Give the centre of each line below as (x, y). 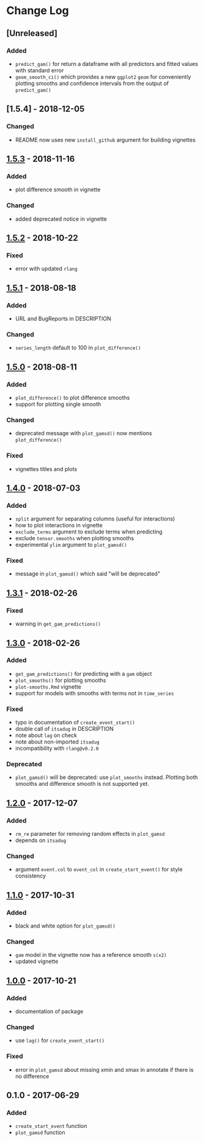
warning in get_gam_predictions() (58, 624)
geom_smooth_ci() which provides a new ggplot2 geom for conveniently (103, 76)
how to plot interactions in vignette (59, 525)
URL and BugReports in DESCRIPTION (63, 318)
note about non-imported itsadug (57, 742)
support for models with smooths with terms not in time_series (94, 693)
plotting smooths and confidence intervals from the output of (92, 83)
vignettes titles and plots (46, 469)
